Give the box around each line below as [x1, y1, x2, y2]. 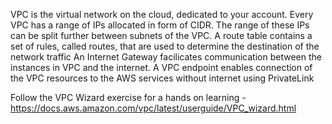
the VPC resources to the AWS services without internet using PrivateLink [10, 72, 315, 84]
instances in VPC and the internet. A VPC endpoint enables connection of [10, 62, 313, 73]
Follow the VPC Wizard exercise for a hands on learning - [10, 92, 247, 103]
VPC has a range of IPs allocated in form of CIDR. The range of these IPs [10, 19, 310, 31]
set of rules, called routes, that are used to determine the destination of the [10, 40, 320, 52]
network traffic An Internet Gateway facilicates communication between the [10, 51, 322, 63]
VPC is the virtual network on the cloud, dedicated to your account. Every [10, 9, 314, 20]
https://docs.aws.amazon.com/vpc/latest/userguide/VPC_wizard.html [10, 102, 297, 114]
